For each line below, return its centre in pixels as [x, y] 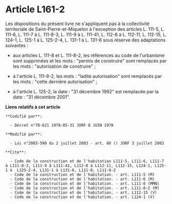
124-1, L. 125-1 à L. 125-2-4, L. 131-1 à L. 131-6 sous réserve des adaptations [85, 40]
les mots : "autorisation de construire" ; [54, 66]
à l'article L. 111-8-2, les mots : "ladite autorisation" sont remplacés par [87, 76]
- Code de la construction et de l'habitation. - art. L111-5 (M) [82, 175]
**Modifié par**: [24, 134]
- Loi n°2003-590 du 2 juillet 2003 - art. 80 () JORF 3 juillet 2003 [87, 143]
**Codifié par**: [24, 116]
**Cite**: [16, 152]
